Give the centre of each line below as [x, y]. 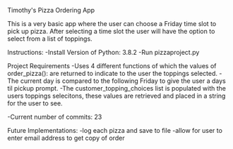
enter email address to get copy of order [66, 138]
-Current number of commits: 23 [55, 117]
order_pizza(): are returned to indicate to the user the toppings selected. [112, 73]
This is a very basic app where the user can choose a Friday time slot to [112, 24]
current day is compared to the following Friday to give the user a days [123, 81]
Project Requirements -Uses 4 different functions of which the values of [112, 66]
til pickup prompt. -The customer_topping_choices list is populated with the [116, 88]
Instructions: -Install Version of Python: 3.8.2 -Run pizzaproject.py [103, 52]
